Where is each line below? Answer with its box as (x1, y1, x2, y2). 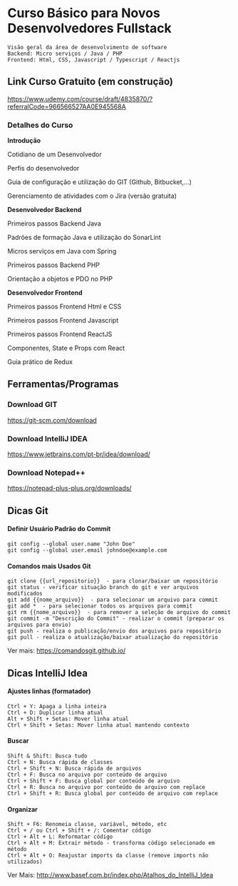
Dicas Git (7, 505, 48, 517)
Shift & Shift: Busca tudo (7, 752, 88, 760)
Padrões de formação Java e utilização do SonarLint (7, 233, 162, 242)
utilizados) (7, 858, 43, 865)
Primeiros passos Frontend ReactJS (7, 330, 113, 338)
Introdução (7, 136, 41, 145)
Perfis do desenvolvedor (7, 164, 80, 173)
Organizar (7, 805, 38, 813)
